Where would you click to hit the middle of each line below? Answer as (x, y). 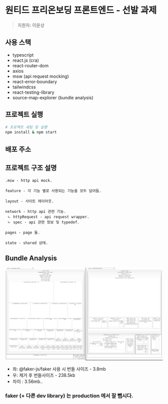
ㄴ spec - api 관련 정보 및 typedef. (43, 222)
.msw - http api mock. (29, 180)
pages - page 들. (23, 232)
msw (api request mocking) (40, 76)
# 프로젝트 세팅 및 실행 (26, 127)
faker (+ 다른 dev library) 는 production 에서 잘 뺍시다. (69, 396)
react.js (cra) (25, 60)
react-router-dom (30, 65)
